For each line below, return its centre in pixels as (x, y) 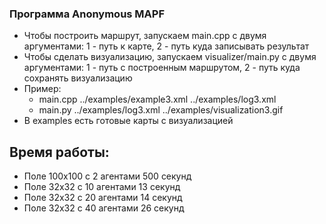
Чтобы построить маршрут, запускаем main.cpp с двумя (145, 36)
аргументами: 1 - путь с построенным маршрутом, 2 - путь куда (162, 68)
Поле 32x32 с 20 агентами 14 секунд (103, 198)
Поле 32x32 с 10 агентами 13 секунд (102, 187)
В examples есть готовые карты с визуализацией (128, 121)
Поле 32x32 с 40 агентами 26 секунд (104, 208)
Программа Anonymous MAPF (87, 14)
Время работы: (59, 152)
